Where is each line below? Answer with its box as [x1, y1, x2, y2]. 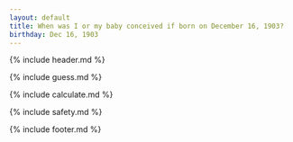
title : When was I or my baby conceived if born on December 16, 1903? [9, 22, 284, 31]
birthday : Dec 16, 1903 [9, 30, 99, 39]
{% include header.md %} [9, 55, 105, 66]
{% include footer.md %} [9, 124, 102, 135]
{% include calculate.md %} [9, 89, 114, 100]
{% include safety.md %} [9, 107, 103, 118]
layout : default [9, 13, 70, 22]
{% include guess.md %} [9, 72, 102, 83]
